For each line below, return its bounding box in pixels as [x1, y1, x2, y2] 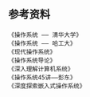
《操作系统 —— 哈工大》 [8, 39, 76, 47]
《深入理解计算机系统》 [8, 65, 74, 73]
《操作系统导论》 [8, 56, 57, 64]
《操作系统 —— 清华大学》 [8, 30, 82, 38]
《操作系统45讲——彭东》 [8, 73, 76, 82]
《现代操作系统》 [8, 47, 57, 56]
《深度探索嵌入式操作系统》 [8, 82, 86, 90]
